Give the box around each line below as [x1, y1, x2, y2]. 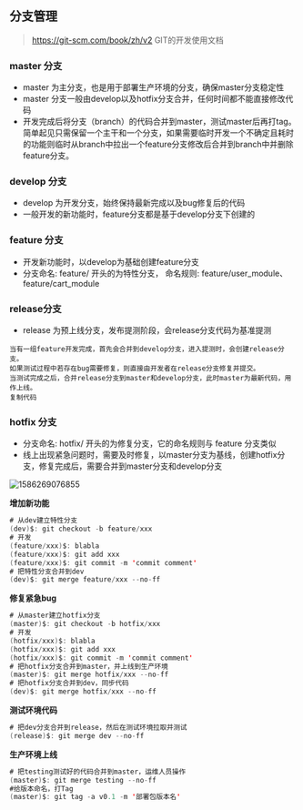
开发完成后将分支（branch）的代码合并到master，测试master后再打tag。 [22, 116, 297, 127]
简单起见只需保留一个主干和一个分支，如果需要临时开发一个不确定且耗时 [22, 127, 294, 138]
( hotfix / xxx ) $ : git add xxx [9, 644, 116, 653]
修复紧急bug [9, 592, 57, 603]
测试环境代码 [9, 704, 57, 716]
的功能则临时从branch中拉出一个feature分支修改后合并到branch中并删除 [22, 139, 294, 150]
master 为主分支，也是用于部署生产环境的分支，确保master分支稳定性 [22, 82, 285, 93]
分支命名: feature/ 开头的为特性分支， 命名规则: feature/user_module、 [22, 268, 288, 278]
